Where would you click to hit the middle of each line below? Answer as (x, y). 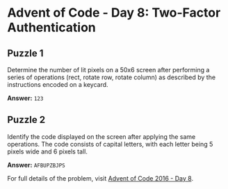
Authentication (51, 27)
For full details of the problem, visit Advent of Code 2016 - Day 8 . (100, 178)
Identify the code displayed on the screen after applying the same (101, 136)
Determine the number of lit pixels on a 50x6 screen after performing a (108, 70)
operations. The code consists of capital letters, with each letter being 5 (110, 144)
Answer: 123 (25, 98)
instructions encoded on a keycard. (58, 84)
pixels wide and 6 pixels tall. (48, 151)
